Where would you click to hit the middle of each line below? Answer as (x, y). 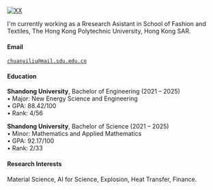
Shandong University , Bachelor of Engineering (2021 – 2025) (94, 92)
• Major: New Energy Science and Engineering (72, 98)
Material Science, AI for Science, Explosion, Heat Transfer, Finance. (102, 179)
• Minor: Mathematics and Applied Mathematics (74, 134)
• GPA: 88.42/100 (32, 106)
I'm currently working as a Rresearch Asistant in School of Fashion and (106, 24)
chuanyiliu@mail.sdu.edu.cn (47, 62)
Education (22, 76)
